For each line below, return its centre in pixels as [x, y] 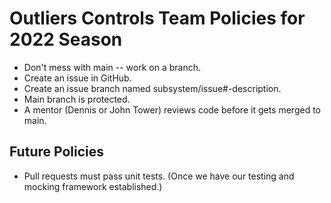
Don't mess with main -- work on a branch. [112, 67]
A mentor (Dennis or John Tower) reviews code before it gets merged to [172, 109]
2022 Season [66, 39]
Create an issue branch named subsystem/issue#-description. [152, 88]
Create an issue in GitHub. [77, 78]
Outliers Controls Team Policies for [157, 18]
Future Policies [56, 152]
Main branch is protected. [77, 99]
